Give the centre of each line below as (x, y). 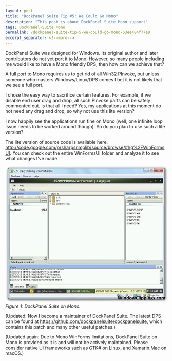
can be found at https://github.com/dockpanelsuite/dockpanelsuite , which (84, 321)
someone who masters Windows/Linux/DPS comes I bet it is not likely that (84, 79)
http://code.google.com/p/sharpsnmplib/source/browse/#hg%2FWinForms (85, 147)
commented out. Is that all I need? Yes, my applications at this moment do (83, 106)
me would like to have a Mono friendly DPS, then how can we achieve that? (85, 64)
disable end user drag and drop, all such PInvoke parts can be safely (78, 100)
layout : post (19, 11)
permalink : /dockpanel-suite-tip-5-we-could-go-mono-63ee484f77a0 (78, 33)
